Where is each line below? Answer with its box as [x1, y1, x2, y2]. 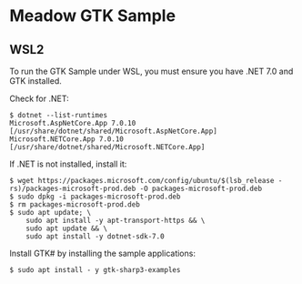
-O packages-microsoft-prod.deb [139, 184, 262, 193]
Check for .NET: [9, 93, 70, 104]
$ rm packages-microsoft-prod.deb [9, 200, 141, 209]
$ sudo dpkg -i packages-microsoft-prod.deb [9, 192, 181, 201]
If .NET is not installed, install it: [9, 158, 127, 169]
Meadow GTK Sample [9, 5, 176, 26]
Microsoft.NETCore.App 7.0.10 [9, 135, 125, 144]
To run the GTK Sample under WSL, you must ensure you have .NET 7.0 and [9, 66, 294, 76]
